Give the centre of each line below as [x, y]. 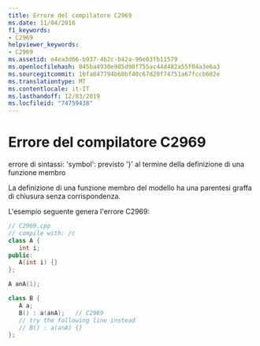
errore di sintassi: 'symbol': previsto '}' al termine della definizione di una [126, 164]
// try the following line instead [77, 320]
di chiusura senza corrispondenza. [64, 196]
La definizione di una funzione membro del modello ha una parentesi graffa [130, 188]
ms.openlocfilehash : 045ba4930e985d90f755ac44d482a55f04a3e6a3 [114, 67]
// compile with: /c [42, 233]
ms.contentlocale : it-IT [49, 89]
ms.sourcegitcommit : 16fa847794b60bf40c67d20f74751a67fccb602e [114, 74]
